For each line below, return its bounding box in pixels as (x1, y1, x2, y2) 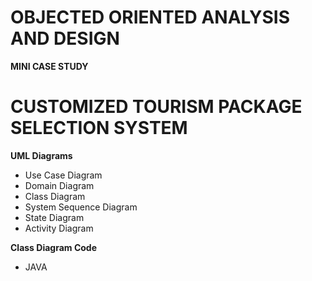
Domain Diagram (24, 179, 95, 191)
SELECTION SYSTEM (10, 117, 188, 140)
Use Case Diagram (24, 169, 103, 181)
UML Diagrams (10, 149, 73, 161)
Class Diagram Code (10, 241, 97, 253)
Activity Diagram (24, 222, 94, 234)
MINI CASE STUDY (10, 60, 89, 72)
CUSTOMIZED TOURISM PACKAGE (10, 96, 303, 118)
